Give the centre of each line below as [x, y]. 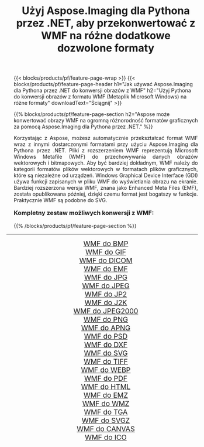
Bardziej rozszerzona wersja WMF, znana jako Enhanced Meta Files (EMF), [106, 188]
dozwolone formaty [106, 48]
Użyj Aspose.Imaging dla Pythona [106, 11]
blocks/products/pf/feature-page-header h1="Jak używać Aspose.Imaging [103, 84]
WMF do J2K [106, 302]
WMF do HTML [106, 387]
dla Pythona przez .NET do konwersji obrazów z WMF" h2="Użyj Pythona [103, 91]
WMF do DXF [106, 344]
